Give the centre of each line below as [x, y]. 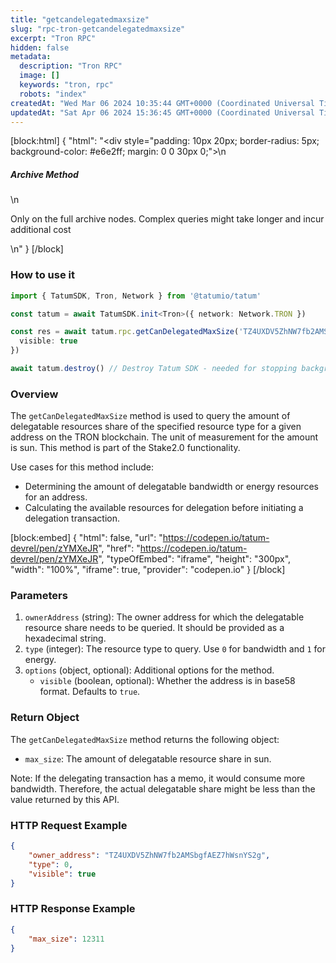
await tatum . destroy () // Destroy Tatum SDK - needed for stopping [154, 369]
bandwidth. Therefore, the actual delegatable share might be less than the [163, 788]
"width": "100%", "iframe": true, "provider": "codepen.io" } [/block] [148, 570]
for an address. [56, 497]
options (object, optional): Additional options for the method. [149, 670]
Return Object [45, 718]
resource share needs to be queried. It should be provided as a [154, 628]
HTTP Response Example [73, 909]
